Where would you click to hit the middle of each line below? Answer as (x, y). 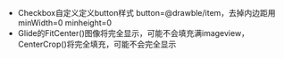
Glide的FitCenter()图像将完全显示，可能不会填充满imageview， (134, 33)
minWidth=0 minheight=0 (65, 23)
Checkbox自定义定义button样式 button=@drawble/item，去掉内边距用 (146, 13)
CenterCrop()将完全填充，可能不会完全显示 (97, 44)
